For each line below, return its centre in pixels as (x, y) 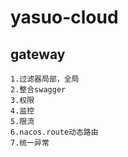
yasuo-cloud (64, 17)
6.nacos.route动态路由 (54, 132)
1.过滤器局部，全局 (45, 79)
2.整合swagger (38, 90)
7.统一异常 (30, 143)
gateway (38, 54)
